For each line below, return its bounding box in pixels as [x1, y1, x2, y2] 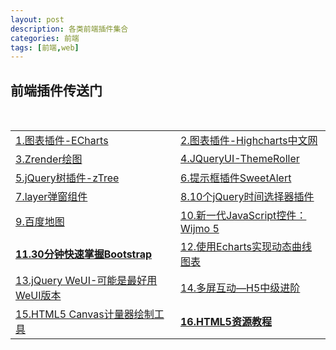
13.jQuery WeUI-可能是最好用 [15, 274, 158, 288]
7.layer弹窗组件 [15, 190, 88, 204]
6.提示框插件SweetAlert [180, 171, 292, 185]
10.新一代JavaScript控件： [180, 209, 307, 223]
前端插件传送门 [10, 82, 103, 99]
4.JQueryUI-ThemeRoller [180, 152, 300, 166]
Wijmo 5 [180, 222, 220, 236]
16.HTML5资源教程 [180, 315, 272, 329]
